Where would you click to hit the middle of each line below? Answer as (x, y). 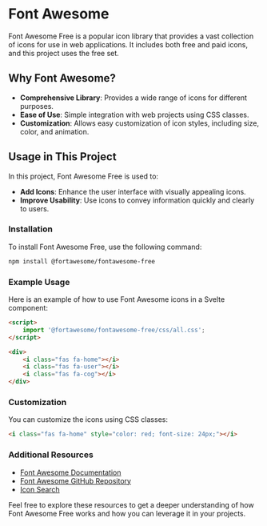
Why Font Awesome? (62, 78)
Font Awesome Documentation (70, 472)
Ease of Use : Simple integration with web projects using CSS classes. (134, 114)
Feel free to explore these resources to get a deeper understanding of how (131, 504)
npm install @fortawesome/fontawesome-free (82, 261)
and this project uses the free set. (64, 53)
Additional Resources (51, 455)
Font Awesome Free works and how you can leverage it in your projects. (127, 513)
